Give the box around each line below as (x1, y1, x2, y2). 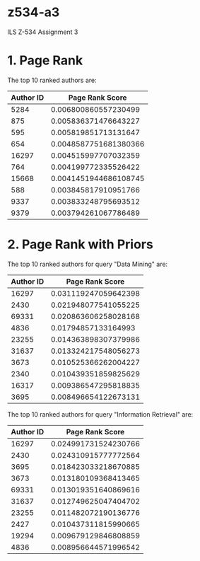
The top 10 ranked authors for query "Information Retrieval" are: (7, 410, 194, 418)
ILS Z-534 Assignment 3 (7, 28, 78, 36)
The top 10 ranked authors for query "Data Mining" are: (7, 260, 168, 268)
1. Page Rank (7, 52, 83, 69)
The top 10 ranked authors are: (7, 76, 97, 84)
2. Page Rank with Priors (7, 236, 153, 253)
